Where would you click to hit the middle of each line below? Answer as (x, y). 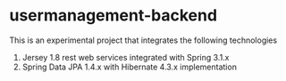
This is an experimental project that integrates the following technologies (143, 40)
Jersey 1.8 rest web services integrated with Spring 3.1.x (126, 57)
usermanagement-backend (113, 16)
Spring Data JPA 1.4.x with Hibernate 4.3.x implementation (129, 67)
